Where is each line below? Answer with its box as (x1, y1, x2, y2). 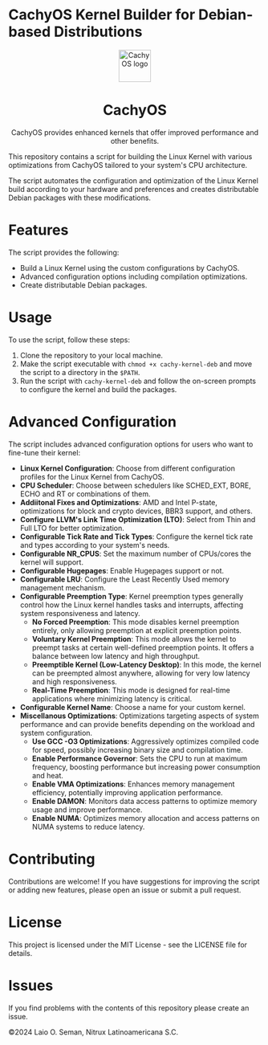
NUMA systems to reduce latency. (31, 822, 145, 831)
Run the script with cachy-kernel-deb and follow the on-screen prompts (19, 376, 257, 386)
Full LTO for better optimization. (19, 523, 124, 533)
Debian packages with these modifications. (8, 193, 151, 202)
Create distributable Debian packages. (19, 280, 148, 290)
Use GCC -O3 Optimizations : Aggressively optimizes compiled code (31, 737, 259, 746)
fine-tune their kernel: (8, 447, 81, 457)
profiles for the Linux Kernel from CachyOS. (19, 471, 164, 481)
